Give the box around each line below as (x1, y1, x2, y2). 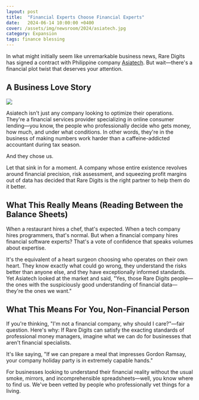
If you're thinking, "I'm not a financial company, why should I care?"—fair (6, 320, 185, 327)
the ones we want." (24, 287, 72, 294)
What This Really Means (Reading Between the (6, 200, 184, 210)
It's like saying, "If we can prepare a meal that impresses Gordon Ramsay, (6, 351, 187, 358)
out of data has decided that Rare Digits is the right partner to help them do (6, 177, 190, 184)
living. (6, 388, 21, 395)
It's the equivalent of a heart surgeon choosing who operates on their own (6, 256, 188, 263)
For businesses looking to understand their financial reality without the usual (6, 368, 193, 376)
